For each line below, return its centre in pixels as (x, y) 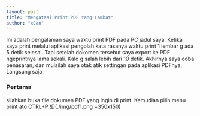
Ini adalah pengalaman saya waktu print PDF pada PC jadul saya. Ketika (94, 40)
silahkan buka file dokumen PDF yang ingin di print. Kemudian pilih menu (96, 100)
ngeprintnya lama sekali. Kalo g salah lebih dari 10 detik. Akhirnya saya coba (100, 59)
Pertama (19, 87)
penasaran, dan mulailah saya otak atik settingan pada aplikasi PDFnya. (94, 65)
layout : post (22, 12)
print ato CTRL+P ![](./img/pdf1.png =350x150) (63, 106)
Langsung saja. (25, 72)
